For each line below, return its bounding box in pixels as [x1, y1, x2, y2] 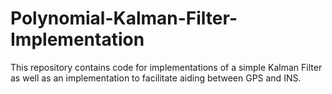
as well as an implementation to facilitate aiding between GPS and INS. [10, 72, 302, 84]
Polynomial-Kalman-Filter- [10, 7, 238, 30]
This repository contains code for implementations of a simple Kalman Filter [10, 61, 323, 73]
